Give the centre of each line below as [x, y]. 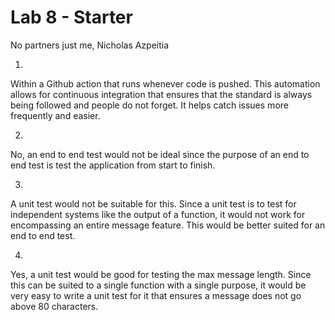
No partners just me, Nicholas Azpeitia [90, 45]
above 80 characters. [54, 306]
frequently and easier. [55, 115]
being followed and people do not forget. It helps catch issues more [149, 105]
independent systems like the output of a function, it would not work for [158, 214]
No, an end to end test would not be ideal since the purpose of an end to [160, 154]
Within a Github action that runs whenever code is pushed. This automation [165, 83]
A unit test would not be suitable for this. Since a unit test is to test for [153, 203]
